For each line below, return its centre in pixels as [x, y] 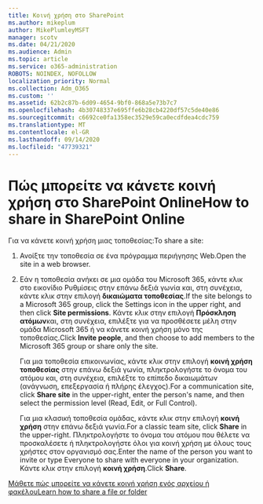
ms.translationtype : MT [47, 125]
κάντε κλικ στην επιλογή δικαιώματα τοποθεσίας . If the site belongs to [136, 296]
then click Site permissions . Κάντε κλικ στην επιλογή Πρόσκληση [128, 313]
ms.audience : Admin [40, 52]
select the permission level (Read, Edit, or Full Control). [108, 403]
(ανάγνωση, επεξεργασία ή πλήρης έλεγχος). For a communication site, [137, 386]
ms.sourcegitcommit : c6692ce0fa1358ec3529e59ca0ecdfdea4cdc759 [114, 118]
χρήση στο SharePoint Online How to [129, 202]
